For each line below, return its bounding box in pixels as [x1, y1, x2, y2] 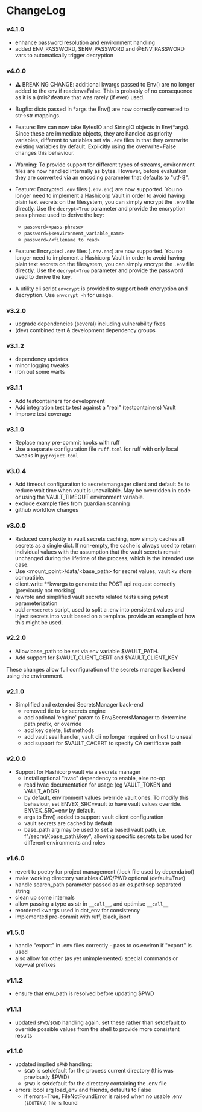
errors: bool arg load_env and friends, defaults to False [14, 1086, 152, 1093]
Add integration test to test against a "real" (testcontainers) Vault [14, 404, 176, 411]
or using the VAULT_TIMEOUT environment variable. [14, 494, 145, 501]
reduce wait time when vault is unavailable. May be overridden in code [14, 487, 191, 494]
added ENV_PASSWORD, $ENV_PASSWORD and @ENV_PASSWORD [14, 45, 185, 53]
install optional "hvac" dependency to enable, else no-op [24, 775, 166, 782]
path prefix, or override [24, 721, 82, 728]
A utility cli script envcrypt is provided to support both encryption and [14, 285, 188, 292]
